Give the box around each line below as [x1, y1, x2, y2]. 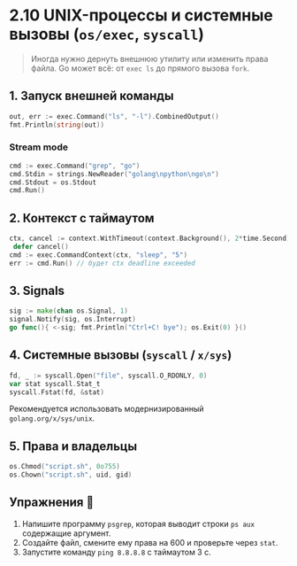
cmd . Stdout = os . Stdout [9, 178, 97, 187]
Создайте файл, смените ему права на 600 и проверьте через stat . [21, 537, 278, 547]
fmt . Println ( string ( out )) [9, 120, 104, 129]
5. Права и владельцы [9, 438, 138, 454]
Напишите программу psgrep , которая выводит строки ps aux [21, 518, 255, 529]
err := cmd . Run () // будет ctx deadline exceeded [9, 259, 196, 267]
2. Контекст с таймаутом [9, 210, 155, 226]
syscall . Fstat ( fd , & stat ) [9, 387, 104, 397]
